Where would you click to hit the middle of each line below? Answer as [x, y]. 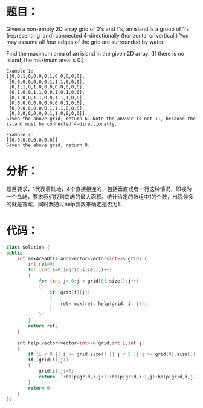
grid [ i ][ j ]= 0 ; [56, 371]
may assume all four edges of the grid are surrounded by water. [85, 42]
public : [16, 253]
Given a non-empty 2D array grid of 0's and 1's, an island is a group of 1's [98, 29]
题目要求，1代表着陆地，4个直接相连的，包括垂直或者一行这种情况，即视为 [99, 189]
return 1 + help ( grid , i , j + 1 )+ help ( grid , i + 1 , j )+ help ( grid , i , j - [117, 377]
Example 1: [20, 71]
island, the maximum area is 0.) [45, 60]
